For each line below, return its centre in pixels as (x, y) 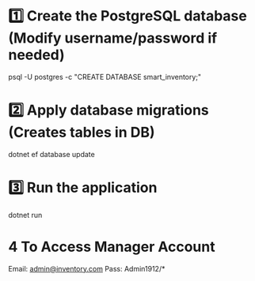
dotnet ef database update (51, 154)
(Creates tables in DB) (82, 133)
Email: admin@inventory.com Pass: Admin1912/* (87, 268)
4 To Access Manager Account (112, 247)
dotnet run (25, 215)
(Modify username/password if (113, 38)
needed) (36, 55)
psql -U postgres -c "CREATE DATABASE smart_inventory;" (105, 77)
